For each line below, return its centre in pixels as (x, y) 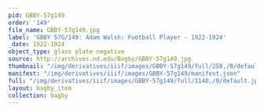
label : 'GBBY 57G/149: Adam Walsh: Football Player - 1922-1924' (117, 37)
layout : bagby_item (40, 88)
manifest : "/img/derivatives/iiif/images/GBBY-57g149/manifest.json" (125, 73)
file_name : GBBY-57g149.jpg (54, 30)
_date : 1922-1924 (37, 45)
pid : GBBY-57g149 (37, 15)
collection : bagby (38, 95)
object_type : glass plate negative (66, 52)
